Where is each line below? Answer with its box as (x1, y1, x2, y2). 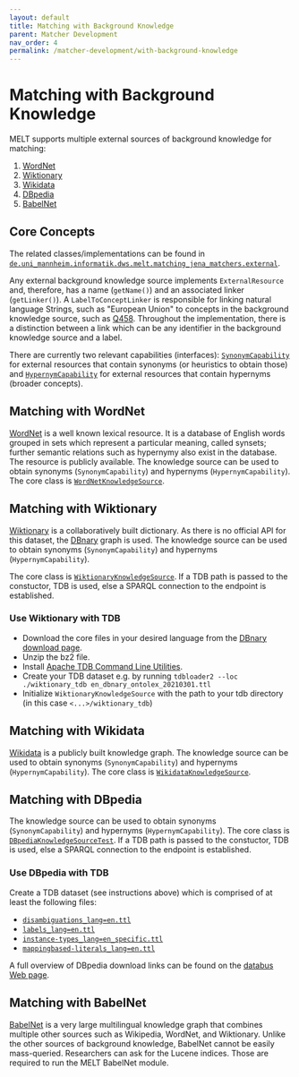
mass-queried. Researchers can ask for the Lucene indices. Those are (9, 1047, 269, 1058)
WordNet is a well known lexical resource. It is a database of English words (9, 427, 286, 439)
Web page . (9, 969, 50, 980)
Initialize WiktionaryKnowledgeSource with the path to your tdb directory (21, 688, 284, 698)
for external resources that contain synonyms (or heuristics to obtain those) (9, 359, 288, 370)
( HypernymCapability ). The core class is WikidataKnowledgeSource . (9, 766, 252, 777)
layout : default (9, 13, 70, 22)
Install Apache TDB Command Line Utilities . (21, 661, 184, 671)
